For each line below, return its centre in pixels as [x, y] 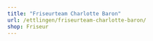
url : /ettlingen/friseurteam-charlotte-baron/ [77, 20]
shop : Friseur [28, 26]
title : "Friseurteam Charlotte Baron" [64, 14]
